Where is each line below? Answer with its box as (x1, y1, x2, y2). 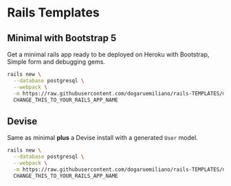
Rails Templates (7, 5, 100, 21)
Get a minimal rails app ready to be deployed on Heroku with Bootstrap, (7, 50, 210, 58)
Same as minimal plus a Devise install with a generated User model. (7, 134, 198, 142)
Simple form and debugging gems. (7, 58, 105, 66)
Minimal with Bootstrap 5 (7, 32, 117, 44)
